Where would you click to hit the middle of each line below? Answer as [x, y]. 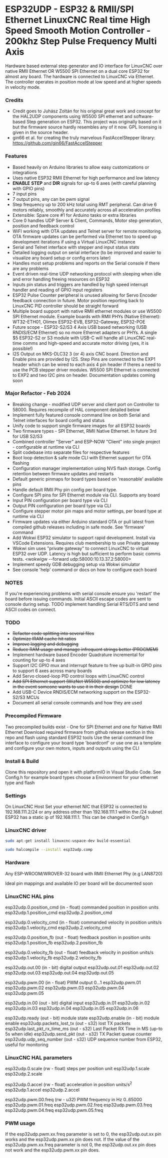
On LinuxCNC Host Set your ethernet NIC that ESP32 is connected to [76, 807]
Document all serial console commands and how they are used [77, 703]
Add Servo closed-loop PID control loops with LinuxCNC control [78, 676]
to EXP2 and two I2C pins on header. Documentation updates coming [84, 375]
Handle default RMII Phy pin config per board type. [65, 489]
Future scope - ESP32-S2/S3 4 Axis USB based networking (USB [79, 327]
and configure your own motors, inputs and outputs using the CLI [72, 748]
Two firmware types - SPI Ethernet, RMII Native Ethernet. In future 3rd [84, 431]
